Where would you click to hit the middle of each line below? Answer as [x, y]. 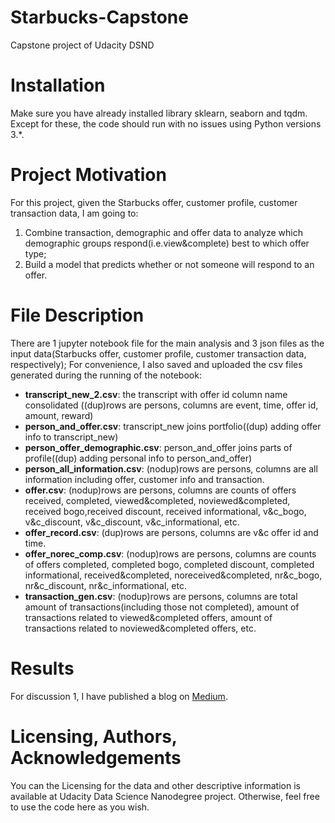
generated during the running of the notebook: [106, 375]
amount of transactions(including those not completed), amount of [162, 607]
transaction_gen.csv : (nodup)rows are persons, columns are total [161, 596]
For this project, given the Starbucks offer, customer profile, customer [154, 202]
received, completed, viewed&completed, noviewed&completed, [157, 500]
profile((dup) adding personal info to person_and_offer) [138, 458]
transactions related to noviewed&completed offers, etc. [140, 628]
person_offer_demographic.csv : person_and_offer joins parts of [158, 447]
